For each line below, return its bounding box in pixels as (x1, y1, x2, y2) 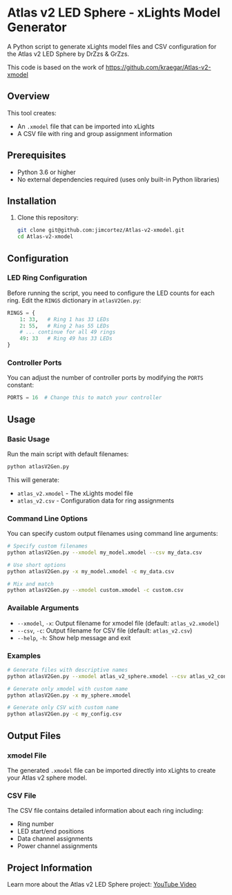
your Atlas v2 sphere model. (7, 773, 88, 782)
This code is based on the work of (7, 63, 105, 71)
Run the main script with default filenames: (7, 450, 129, 458)
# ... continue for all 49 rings (19, 329, 116, 336)
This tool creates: (7, 108, 57, 117)
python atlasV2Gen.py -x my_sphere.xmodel (7, 692, 131, 699)
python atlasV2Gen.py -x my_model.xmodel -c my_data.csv (7, 568, 175, 575)
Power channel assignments (17, 842, 98, 850)
